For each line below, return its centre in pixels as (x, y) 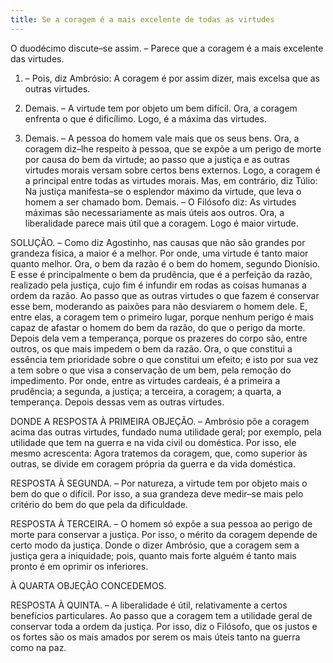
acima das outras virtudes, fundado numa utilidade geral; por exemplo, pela (166, 432)
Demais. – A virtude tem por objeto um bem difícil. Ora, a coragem (161, 108)
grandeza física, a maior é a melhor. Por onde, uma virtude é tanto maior (159, 253)
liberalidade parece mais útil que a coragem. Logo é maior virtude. (161, 223)
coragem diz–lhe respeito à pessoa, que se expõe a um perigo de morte (173, 148)
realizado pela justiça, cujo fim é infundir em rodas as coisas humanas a (158, 285)
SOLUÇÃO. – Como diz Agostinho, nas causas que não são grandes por (158, 242)
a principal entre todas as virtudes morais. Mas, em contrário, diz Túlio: (171, 180)
